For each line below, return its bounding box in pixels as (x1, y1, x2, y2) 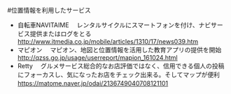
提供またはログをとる (29, 30, 92, 38)
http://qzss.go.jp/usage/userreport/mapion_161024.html (17, 54, 178, 61)
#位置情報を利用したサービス (7, 6, 91, 14)
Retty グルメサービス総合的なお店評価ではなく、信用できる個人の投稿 (17, 62, 225, 70)
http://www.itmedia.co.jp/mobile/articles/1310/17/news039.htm (17, 38, 199, 45)
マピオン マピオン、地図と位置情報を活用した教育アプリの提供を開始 (17, 46, 222, 54)
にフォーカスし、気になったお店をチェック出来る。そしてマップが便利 (17, 70, 220, 79)
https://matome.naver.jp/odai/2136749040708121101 (17, 79, 169, 87)
